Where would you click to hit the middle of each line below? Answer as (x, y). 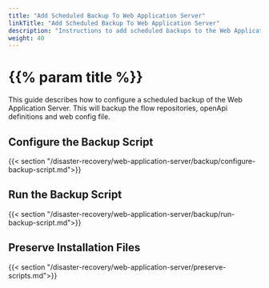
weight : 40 (26, 38)
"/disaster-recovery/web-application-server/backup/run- (141, 214)
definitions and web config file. (59, 117)
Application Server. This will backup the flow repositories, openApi (118, 108)
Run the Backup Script (65, 195)
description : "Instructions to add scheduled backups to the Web (119, 30)
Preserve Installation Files (74, 248)
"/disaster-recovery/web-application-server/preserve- (137, 267)
